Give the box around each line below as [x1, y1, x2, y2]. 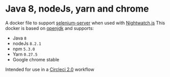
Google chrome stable [12, 56, 60, 62]
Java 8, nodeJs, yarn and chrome [5, 3, 149, 15]
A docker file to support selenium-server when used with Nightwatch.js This [5, 20, 165, 26]
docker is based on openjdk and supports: [5, 25, 94, 31]
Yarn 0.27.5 [12, 51, 38, 57]
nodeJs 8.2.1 [12, 40, 42, 46]
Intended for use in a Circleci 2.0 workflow [5, 66, 95, 72]
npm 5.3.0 [12, 46, 35, 52]
